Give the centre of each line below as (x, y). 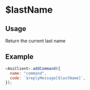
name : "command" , (28, 73)
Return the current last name (35, 41)
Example (19, 57)
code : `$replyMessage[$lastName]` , (48, 78)
